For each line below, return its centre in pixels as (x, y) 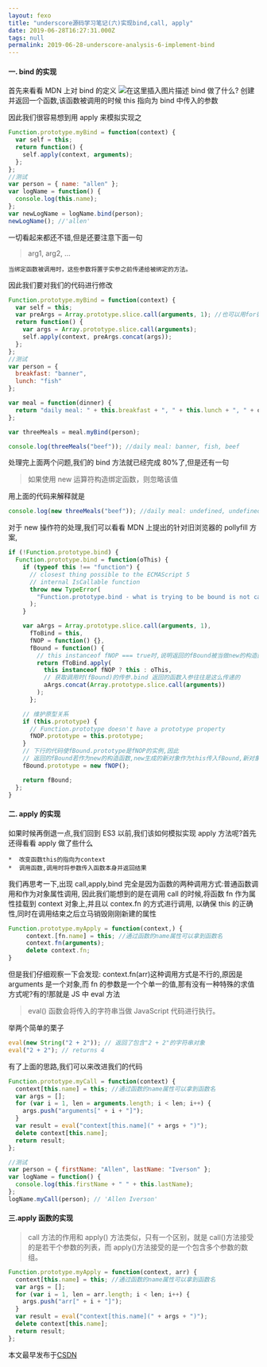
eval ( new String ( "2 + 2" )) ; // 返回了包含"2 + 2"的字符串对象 (106, 1043)
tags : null (26, 38)
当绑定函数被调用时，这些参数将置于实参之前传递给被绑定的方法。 (100, 269)
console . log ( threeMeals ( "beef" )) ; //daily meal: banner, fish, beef (124, 446)
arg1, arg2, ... (49, 253)
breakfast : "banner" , (51, 374)
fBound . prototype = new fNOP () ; (76, 766)
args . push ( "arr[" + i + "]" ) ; (73, 1302)
